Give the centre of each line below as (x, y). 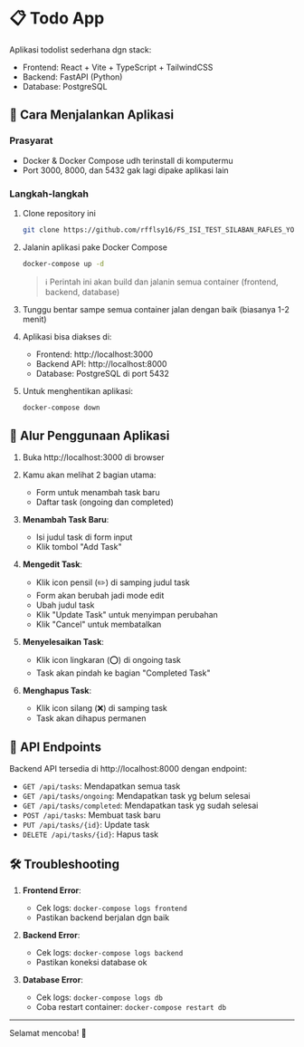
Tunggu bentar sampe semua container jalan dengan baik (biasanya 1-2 (156, 309)
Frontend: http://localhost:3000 (95, 354)
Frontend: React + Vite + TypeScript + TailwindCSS (118, 67)
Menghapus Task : (57, 691)
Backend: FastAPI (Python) (72, 77)
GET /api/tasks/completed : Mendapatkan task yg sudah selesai (140, 806)
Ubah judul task (65, 605)
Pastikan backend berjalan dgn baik (103, 917)
